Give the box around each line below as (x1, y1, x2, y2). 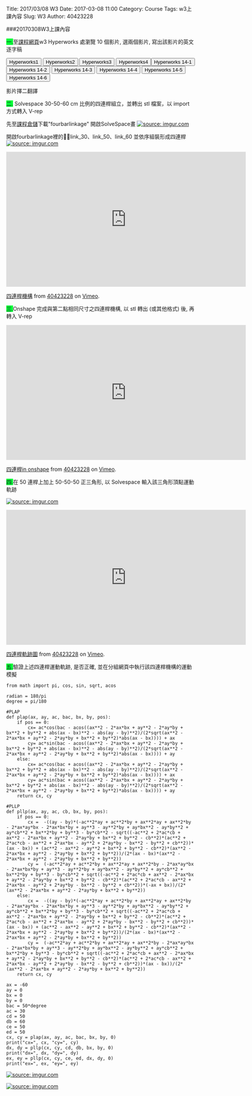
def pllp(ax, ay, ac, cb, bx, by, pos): (6, 809, 109, 815)
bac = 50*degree (6, 1003, 47, 1009)
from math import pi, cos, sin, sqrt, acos (6, 683, 117, 689)
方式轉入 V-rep (6, 107, 43, 115)
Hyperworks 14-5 (144, 67, 183, 73)
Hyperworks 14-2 (9, 67, 47, 73)
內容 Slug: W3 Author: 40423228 (11, 13, 93, 20)
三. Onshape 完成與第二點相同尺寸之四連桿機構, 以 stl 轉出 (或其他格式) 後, (6, 305, 188, 312)
